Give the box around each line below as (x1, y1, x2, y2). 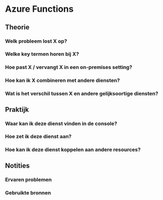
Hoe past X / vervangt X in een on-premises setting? (5, 64, 133, 71)
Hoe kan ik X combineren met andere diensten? (5, 77, 120, 84)
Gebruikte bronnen (5, 189, 51, 196)
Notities (5, 161, 30, 170)
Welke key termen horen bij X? (5, 50, 79, 57)
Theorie (5, 23, 30, 31)
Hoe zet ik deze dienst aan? (5, 133, 72, 140)
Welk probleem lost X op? (5, 38, 68, 45)
